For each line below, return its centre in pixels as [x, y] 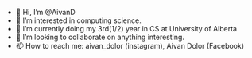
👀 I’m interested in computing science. [78, 20]
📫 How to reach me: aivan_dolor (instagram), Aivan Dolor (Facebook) [130, 46]
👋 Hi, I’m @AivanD [45, 12]
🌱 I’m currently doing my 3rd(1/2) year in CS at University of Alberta [126, 29]
